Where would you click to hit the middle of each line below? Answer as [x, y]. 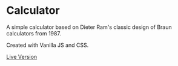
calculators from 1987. [34, 33]
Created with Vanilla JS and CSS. [48, 45]
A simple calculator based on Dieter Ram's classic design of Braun [89, 27]
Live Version [22, 56]
